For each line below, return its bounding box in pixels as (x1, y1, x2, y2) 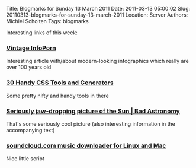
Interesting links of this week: (6, 29, 78, 36)
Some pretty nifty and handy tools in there (6, 92, 110, 99)
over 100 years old (6, 64, 52, 71)
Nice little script (6, 155, 44, 162)
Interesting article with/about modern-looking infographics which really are (6, 58, 189, 65)
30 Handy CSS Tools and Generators (6, 78, 114, 87)
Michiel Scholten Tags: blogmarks (6, 18, 89, 24)
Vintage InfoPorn (6, 44, 56, 52)
